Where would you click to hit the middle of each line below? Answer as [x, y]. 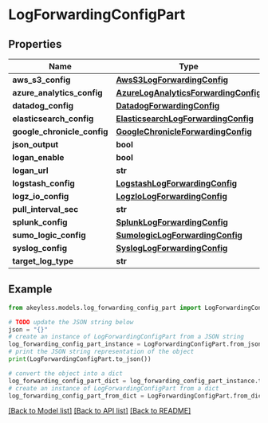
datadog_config [43, 106]
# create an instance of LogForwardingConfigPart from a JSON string [126, 337]
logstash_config [44, 183]
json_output [35, 145]
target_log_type [43, 261]
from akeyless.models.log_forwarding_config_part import [105, 307]
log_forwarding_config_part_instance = [75, 344]
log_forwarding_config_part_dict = [67, 381]
